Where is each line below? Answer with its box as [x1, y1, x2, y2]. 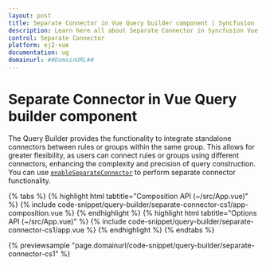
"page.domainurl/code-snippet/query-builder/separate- [71, 240, 255, 250]
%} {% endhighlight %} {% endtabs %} [86, 224, 215, 235]
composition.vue [8, 208, 64, 217]
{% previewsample [8, 240, 70, 250]
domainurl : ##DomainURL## [8, 57, 94, 64]
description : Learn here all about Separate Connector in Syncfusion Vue [8, 26, 259, 34]
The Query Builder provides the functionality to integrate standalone [8, 133, 232, 143]
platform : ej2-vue [8, 41, 69, 49]
